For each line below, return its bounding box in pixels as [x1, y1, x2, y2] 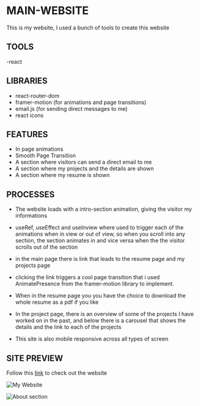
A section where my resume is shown [15, 171, 110, 179]
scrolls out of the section [15, 243, 78, 251]
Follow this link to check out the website [6, 369, 107, 377]
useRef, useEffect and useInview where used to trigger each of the [15, 224, 184, 231]
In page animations [15, 145, 64, 153]
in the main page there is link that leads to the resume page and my [15, 255, 185, 263]
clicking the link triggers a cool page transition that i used [15, 274, 160, 281]
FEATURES [6, 129, 48, 140]
